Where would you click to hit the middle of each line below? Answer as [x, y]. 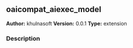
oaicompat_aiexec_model [54, 10]
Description [23, 38]
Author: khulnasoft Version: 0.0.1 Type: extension [66, 23]
